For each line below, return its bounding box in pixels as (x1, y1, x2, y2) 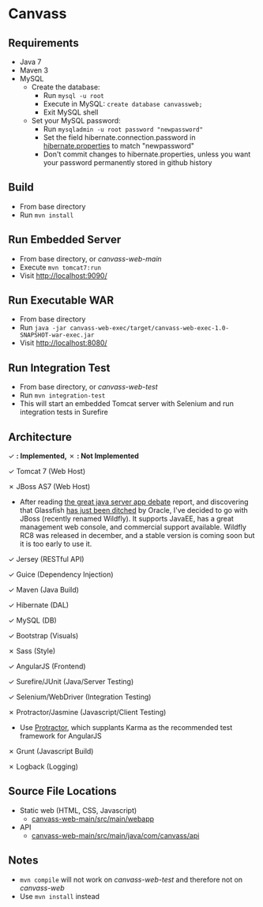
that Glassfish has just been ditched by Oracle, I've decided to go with (19, 506, 249, 515)
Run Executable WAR (8, 294, 115, 307)
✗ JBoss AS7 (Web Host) (8, 482, 91, 491)
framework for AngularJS (19, 732, 102, 741)
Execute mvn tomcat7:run (19, 262, 101, 272)
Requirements (8, 36, 79, 50)
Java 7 (19, 57, 42, 66)
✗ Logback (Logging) (8, 762, 79, 771)
